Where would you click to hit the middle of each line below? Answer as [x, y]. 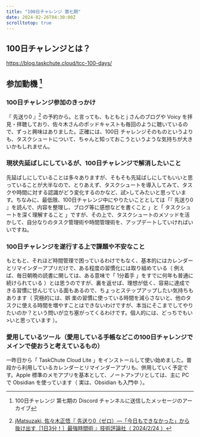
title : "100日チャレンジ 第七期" [43, 12]
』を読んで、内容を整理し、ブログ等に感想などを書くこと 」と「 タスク [93, 207]
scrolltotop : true [29, 23]
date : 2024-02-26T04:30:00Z [41, 17]
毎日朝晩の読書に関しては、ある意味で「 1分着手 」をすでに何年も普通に [105, 275]
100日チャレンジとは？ [49, 48]
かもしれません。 [32, 146]
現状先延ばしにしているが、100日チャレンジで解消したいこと [94, 163]
